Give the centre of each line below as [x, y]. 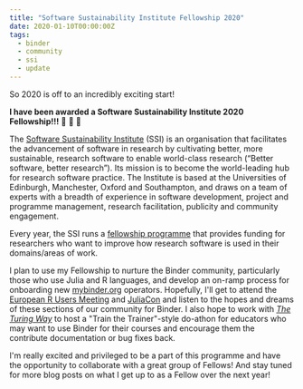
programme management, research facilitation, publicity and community [144, 206]
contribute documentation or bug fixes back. [93, 337]
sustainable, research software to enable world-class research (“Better [142, 158]
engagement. [34, 216]
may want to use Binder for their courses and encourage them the [132, 328]
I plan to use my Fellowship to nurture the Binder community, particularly [145, 270]
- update [34, 69]
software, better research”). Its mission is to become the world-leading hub [149, 168]
